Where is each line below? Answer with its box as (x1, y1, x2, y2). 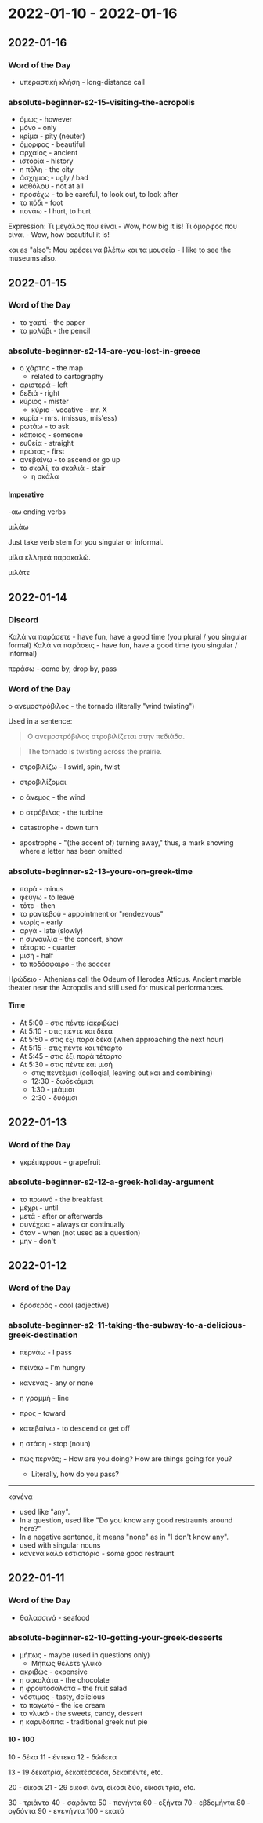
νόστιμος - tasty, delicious (19, 1692, 106, 1701)
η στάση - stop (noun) (19, 1438, 92, 1448)
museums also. (8, 253, 57, 263)
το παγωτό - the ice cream (19, 1700, 106, 1709)
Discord (8, 614, 39, 625)
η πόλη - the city (19, 165, 74, 174)
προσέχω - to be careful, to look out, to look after (19, 190, 178, 199)
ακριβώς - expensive (19, 1667, 88, 1676)
